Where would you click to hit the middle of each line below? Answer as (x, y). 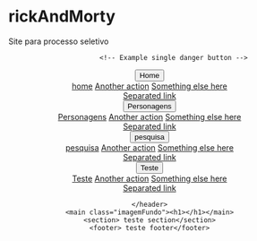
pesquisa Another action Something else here (150, 147)
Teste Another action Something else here (150, 178)
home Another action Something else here (150, 86)
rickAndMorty (62, 17)
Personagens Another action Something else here (150, 116)
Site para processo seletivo (59, 41)
